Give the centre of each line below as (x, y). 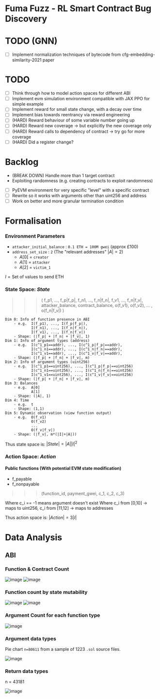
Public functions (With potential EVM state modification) (63, 468)
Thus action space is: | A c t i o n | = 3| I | (41, 518)
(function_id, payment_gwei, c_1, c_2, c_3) (83, 494)
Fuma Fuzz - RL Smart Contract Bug (78, 9)
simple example (28, 104)
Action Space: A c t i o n (31, 457)
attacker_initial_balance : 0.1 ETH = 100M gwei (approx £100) (75, 247)
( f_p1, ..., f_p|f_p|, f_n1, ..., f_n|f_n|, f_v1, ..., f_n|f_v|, (92, 300)
